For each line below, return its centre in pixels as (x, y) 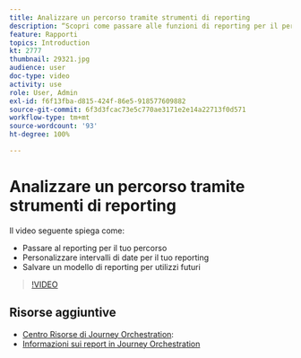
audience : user (38, 68)
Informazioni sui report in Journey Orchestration (111, 344)
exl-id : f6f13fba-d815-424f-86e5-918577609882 (98, 101)
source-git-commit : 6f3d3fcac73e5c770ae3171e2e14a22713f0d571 (128, 109)
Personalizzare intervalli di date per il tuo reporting (115, 258)
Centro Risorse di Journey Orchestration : (98, 334)
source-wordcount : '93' (54, 127)
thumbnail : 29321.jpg (50, 59)
